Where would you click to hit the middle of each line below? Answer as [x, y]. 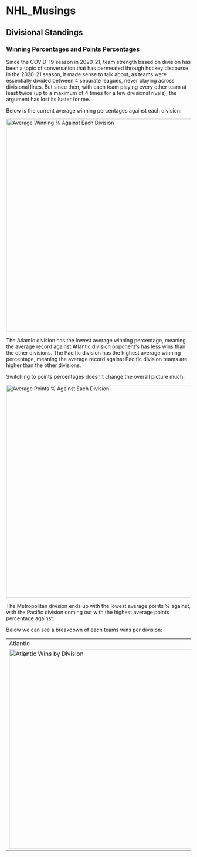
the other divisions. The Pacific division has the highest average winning [94, 352]
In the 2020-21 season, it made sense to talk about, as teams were [86, 74]
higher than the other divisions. [44, 365]
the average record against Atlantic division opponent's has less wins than [96, 346]
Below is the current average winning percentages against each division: [94, 110]
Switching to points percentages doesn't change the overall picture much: [95, 376]
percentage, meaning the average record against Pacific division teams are [97, 359]
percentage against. [30, 618]
